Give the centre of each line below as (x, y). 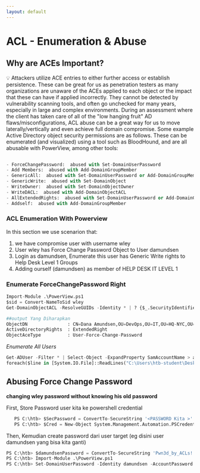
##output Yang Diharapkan (38, 318)
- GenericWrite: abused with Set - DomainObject (66, 181)
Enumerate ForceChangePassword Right (66, 284)
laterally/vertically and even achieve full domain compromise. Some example (100, 129)
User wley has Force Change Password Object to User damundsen (97, 249)
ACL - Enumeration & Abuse (76, 41)
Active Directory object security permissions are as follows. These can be (97, 135)
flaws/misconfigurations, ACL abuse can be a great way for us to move (93, 123)
